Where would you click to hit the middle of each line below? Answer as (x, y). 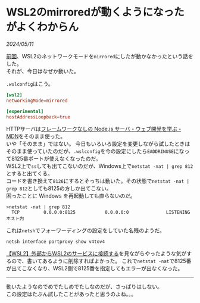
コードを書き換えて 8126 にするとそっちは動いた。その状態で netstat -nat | (98, 181)
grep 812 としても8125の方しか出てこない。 (59, 189)
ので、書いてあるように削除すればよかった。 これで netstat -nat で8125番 (101, 261)
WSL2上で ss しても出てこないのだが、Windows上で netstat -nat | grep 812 (100, 166)
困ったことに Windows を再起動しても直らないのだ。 (71, 196)
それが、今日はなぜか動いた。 (43, 71)
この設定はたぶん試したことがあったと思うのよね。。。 (71, 294)
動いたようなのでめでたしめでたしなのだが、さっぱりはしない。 (84, 287)
